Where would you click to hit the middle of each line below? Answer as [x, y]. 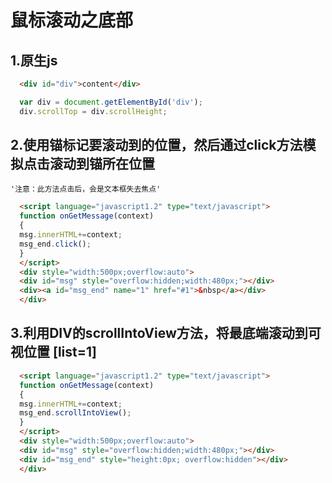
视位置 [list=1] [53, 352]
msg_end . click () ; [55, 244]
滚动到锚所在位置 [102, 164]
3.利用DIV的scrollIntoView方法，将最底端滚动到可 [166, 333]
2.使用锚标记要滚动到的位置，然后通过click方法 [156, 145]
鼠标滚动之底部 [72, 20]
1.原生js [34, 60]
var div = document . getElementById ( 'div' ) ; [111, 102]
